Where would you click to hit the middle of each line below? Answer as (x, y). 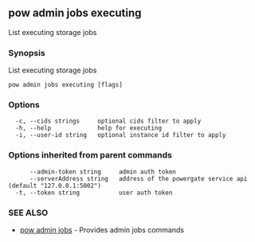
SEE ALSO (28, 213)
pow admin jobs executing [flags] (66, 85)
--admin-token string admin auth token (103, 172)
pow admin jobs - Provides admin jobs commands (102, 230)
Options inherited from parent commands (90, 155)
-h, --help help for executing (88, 128)
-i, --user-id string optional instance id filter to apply (121, 135)
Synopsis (27, 53)
